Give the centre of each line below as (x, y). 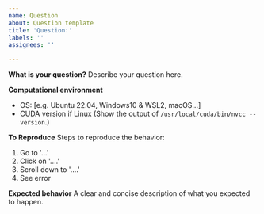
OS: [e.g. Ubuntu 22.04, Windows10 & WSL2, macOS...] (110, 105)
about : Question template (51, 23)
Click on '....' (40, 161)
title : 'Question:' (40, 30)
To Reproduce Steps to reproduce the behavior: (86, 138)
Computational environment (55, 90)
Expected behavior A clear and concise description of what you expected (129, 193)
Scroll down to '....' (50, 170)
